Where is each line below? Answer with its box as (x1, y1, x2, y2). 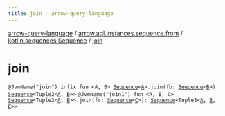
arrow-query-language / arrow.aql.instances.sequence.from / (8, 29, 183, 37)
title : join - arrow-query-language (8, 10, 114, 17)
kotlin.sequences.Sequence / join (8, 36, 103, 45)
